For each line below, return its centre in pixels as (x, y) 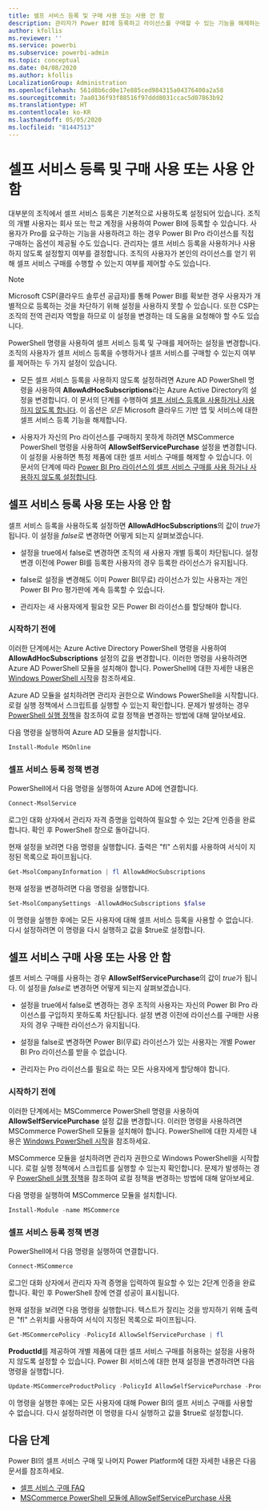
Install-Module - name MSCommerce (64, 1210)
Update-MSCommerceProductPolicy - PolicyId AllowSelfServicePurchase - (128, 1386)
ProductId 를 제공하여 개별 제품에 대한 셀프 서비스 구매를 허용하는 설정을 (121, 1351)
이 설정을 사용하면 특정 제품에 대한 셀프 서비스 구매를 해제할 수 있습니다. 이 (136, 456)
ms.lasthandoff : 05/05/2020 (55, 120)
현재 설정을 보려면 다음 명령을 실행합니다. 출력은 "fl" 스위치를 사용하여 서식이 (128, 846)
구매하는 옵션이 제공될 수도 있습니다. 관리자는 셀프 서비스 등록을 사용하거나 (125, 243)
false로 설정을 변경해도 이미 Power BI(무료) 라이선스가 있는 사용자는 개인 (134, 579)
